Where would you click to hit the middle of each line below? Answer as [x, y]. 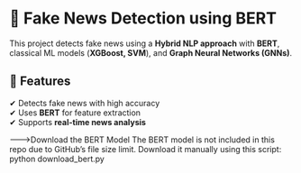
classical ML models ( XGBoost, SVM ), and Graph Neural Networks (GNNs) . [151, 52]
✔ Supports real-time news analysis [78, 122]
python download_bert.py [57, 159]
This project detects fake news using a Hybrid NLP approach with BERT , [145, 43]
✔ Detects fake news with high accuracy [85, 103]
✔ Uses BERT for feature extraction [75, 113]
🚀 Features [40, 82]
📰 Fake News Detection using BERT [143, 18]
